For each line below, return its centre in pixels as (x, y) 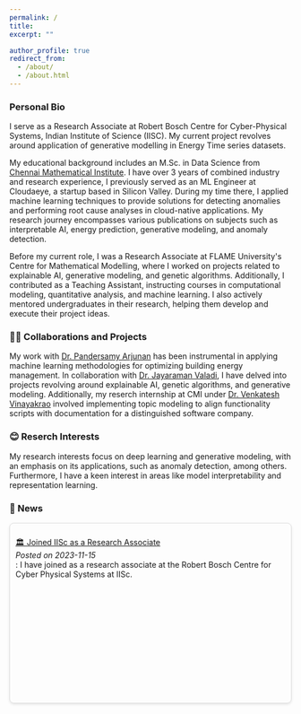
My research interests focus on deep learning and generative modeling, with (150, 456)
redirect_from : (38, 59)
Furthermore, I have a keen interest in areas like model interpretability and (146, 475)
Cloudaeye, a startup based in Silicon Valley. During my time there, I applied (149, 192)
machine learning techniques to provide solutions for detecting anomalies (145, 201)
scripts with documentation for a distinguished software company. (131, 414)
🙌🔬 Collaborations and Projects (78, 337)
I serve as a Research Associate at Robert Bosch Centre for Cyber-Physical (148, 126)
